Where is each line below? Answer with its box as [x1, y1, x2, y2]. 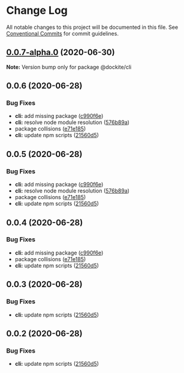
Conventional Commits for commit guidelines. [6, 29, 119, 37]
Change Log [6, 4, 68, 17]
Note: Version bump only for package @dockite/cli [6, 63, 132, 70]
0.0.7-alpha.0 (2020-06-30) [6, 48, 115, 58]
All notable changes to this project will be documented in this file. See [6, 23, 179, 31]
